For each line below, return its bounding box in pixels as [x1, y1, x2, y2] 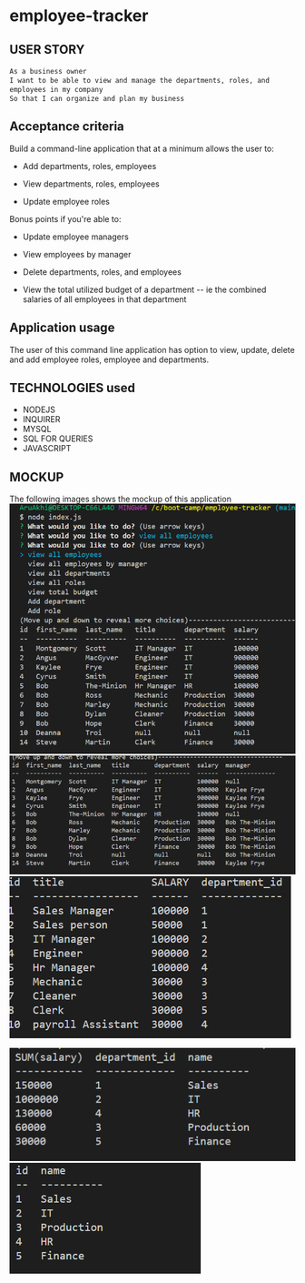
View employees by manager [22, 248, 132, 259]
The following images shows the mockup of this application [9, 493, 231, 505]
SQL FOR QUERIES [22, 433, 93, 444]
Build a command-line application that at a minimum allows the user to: [9, 143, 275, 154]
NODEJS [22, 404, 56, 415]
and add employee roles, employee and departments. [9, 354, 210, 365]
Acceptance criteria [9, 119, 124, 135]
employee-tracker [9, 5, 149, 26]
